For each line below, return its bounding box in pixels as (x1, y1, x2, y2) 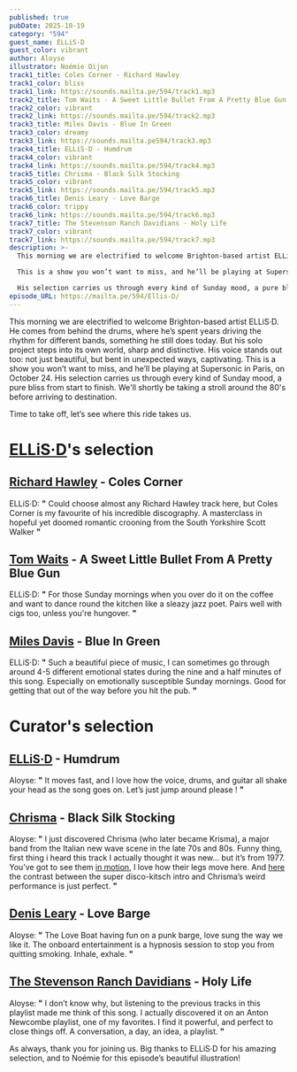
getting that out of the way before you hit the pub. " (9, 685, 197, 696)
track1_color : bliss (9, 79, 86, 88)
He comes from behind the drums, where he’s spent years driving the (9, 325, 263, 336)
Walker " (9, 526, 42, 536)
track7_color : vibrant (9, 227, 93, 235)
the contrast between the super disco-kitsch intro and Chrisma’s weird (9, 871, 266, 882)
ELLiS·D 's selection (9, 439, 155, 459)
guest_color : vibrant (9, 46, 89, 55)
